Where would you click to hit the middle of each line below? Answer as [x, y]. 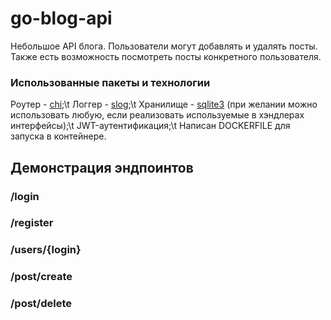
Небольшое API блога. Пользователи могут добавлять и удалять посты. [164, 46]
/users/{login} [46, 250]
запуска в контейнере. [58, 136]
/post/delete [41, 304]
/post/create [41, 277]
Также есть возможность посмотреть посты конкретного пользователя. [166, 56]
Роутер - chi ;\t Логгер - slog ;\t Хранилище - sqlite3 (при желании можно [164, 104]
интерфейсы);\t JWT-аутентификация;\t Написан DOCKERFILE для [150, 126]
